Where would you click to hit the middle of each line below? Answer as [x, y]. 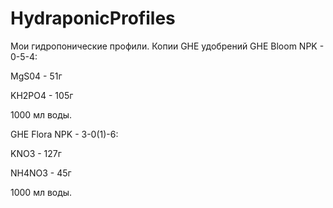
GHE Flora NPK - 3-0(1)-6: [64, 134]
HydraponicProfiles [93, 18]
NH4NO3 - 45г [41, 173]
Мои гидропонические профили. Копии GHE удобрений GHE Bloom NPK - [167, 46]
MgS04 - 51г [36, 76]
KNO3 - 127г [36, 153]
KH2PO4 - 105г [42, 95]
